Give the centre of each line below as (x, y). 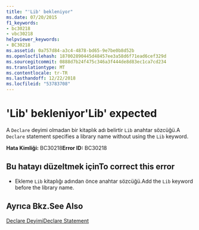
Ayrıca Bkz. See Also (45, 206)
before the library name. (44, 187)
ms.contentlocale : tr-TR (37, 73)
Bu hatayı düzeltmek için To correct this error (91, 167)
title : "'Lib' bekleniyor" (40, 12)
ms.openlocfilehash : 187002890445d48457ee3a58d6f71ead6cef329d (86, 56)
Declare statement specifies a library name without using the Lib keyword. (97, 136)
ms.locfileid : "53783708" (38, 84)
